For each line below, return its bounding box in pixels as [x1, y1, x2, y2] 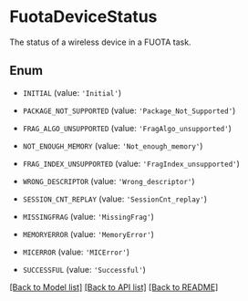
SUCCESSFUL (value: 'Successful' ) [22, 264, 146, 275]
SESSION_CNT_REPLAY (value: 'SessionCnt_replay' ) [22, 193, 208, 204]
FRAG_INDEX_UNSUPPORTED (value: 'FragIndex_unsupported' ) [22, 158, 240, 169]
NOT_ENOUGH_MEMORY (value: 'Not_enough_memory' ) [22, 140, 203, 151]
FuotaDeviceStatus [9, 6, 158, 27]
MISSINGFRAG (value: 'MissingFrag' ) [22, 211, 155, 222]
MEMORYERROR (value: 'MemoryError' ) [22, 228, 155, 239]
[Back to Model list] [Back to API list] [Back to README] [9, 281, 219, 293]
